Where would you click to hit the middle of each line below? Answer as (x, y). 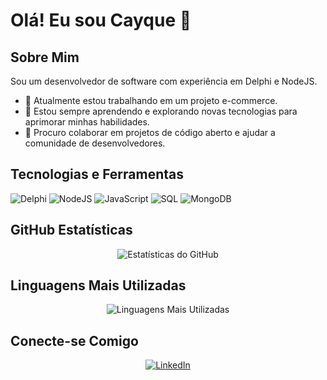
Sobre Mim (45, 57)
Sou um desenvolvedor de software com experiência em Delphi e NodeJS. (164, 81)
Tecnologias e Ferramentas (97, 174)
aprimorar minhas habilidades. (87, 122)
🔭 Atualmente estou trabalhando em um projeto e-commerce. (151, 100)
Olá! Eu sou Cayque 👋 (101, 20)
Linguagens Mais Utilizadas (98, 285)
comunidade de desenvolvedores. (95, 143)
